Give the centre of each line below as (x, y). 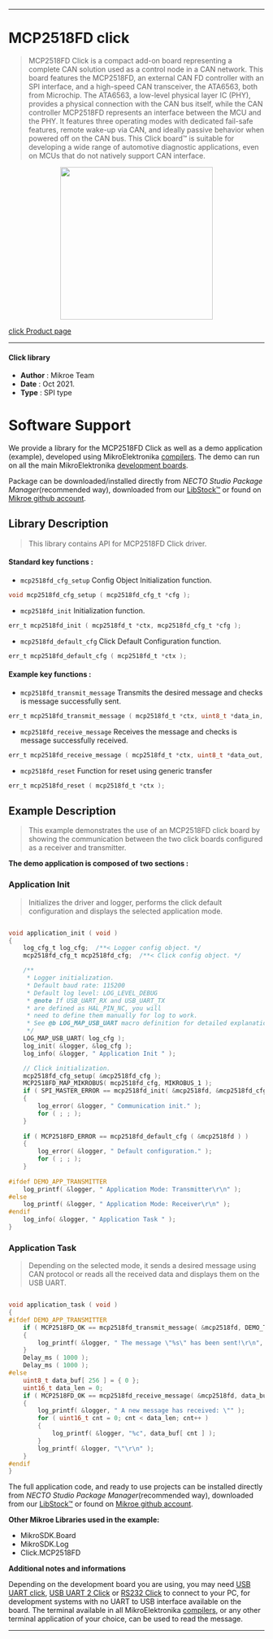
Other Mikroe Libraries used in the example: (84, 1520)
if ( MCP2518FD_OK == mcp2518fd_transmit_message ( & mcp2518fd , (132, 1327)
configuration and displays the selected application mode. (126, 911)
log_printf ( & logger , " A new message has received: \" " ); (141, 1411)
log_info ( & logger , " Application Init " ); (100, 1053)
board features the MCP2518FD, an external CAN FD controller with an (146, 77)
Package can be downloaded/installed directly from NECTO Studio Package (136, 482)
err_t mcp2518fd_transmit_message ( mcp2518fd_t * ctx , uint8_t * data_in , (136, 716)
